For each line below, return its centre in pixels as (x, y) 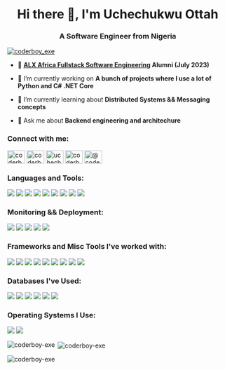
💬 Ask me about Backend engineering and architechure (99, 121)
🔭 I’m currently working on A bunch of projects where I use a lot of (114, 78)
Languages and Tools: (46, 178)
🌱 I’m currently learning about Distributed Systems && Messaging (114, 100)
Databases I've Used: (45, 281)
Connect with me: (38, 139)
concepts (32, 107)
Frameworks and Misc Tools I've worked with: (87, 247)
